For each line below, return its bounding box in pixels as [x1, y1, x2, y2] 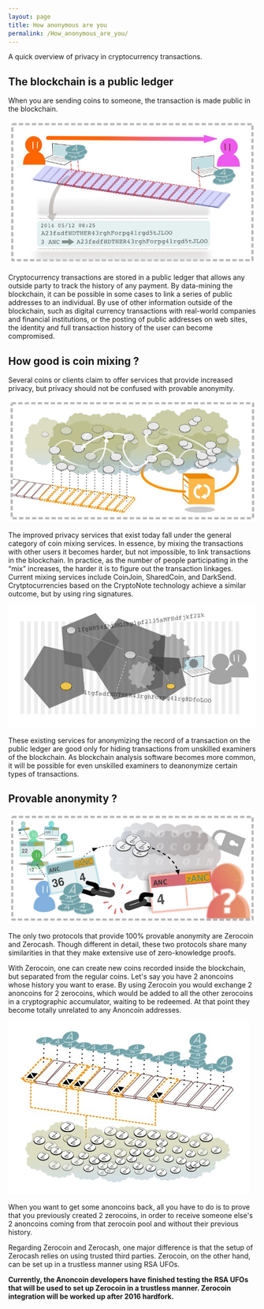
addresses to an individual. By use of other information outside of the [8, 298, 233, 307]
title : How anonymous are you [8, 21, 108, 29]
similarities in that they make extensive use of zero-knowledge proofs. [8, 948, 236, 957]
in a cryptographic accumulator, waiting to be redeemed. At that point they [8, 996, 251, 1006]
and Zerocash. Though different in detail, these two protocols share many [8, 939, 247, 949]
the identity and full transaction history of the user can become [8, 323, 214, 333]
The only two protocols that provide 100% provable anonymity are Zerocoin [8, 931, 254, 940]
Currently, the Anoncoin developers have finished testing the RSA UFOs [8, 1274, 249, 1284]
